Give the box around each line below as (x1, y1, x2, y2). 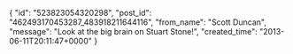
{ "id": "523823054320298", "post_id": (9, 8, 152, 18)
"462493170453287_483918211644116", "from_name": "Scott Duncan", (9, 17, 267, 27)
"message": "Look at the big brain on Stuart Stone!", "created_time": (9, 27, 258, 36)
